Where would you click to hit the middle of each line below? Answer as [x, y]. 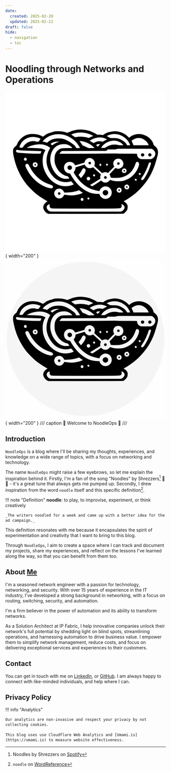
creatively [16, 505]
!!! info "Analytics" [24, 710]
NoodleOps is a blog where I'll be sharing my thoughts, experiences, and [80, 451]
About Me [21, 572]
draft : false [19, 27]
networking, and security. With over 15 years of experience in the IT [76, 590]
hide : [11, 32]
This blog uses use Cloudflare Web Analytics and [59, 735]
